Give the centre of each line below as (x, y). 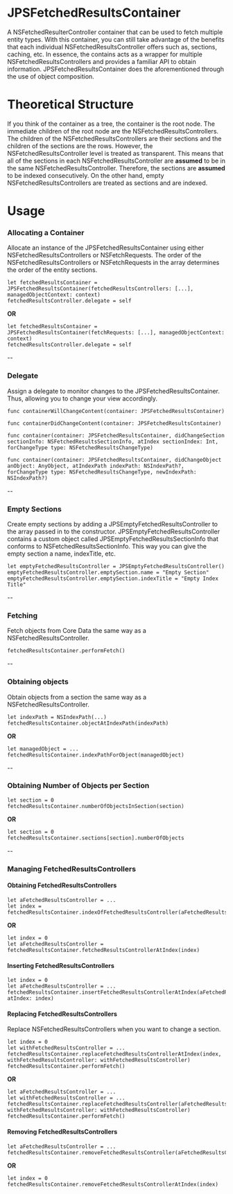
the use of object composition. (51, 76)
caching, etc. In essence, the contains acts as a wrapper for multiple (105, 54)
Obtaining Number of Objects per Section (78, 786)
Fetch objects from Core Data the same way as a (77, 631)
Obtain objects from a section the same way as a (77, 697)
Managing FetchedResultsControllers (72, 869)
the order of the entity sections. (52, 270)
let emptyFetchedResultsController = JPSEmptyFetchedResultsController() (116, 566)
